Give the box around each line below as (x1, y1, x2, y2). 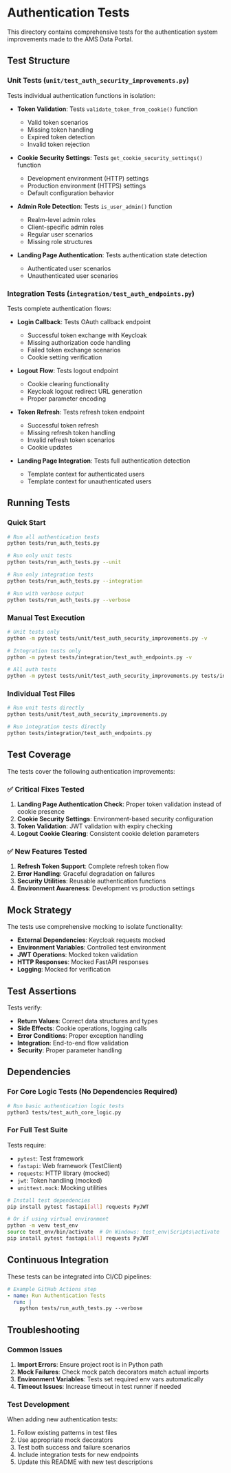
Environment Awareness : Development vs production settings (16, 884, 195, 892)
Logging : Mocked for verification (16, 965, 111, 974)
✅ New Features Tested (7, 846, 87, 856)
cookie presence (16, 808, 65, 816)
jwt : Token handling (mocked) (16, 1176, 102, 1184)
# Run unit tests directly (7, 705, 85, 712)
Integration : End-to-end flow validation (16, 1039, 129, 1047)
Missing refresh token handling (27, 428, 115, 437)
